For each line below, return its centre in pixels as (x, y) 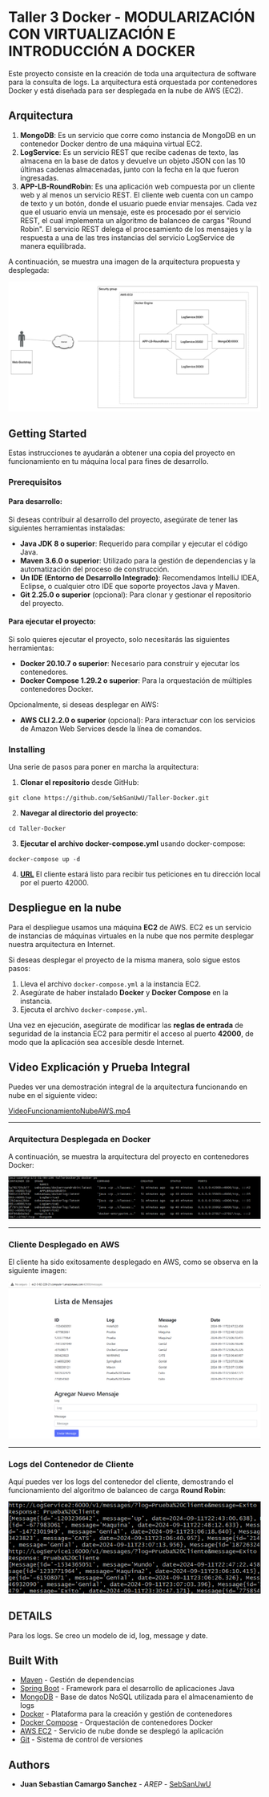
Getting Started (48, 434)
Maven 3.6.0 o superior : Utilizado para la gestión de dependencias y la (138, 560)
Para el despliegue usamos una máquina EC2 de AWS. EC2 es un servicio (130, 927)
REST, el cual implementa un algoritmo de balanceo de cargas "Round (135, 220)
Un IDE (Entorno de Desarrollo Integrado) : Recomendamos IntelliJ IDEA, (139, 577)
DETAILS (30, 1616)
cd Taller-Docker (37, 829)
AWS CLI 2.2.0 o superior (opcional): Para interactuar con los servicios (138, 720)
